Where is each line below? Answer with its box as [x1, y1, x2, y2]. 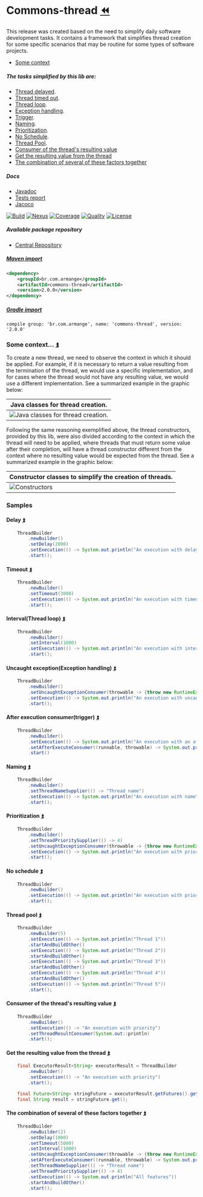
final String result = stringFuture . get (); [17, 1096, 129, 1103]
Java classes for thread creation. [10, 400, 108, 409]
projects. [6, 47, 28, 54]
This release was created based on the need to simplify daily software [6, 27, 181, 35]
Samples [6, 501, 33, 510]
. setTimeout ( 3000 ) [28, 590, 74, 596]
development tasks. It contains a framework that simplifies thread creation [6, 34, 192, 41]
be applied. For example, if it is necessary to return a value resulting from [6, 360, 188, 368]
